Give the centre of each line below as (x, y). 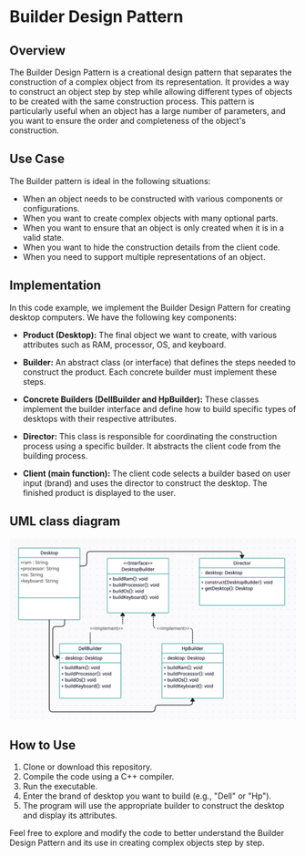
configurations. (51, 208)
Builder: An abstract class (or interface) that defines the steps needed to (159, 362)
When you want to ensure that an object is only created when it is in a (153, 227)
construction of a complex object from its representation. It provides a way (149, 82)
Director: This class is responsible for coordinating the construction (150, 436)
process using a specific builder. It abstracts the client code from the (152, 446)
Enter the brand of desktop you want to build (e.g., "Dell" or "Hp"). (147, 796)
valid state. (43, 237)
